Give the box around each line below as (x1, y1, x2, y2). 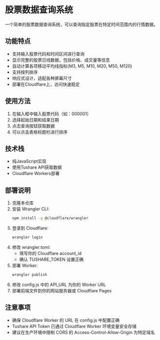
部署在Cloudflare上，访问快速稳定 (12, 81, 80, 87)
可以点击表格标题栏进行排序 (12, 129, 68, 135)
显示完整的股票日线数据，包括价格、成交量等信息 (12, 57, 110, 63)
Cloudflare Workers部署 (12, 171, 60, 177)
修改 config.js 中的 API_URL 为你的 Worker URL (12, 282, 106, 287)
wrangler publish (12, 272, 48, 277)
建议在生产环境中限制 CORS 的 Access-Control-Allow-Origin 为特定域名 (12, 329, 155, 335)
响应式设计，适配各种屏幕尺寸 (12, 75, 72, 81)
